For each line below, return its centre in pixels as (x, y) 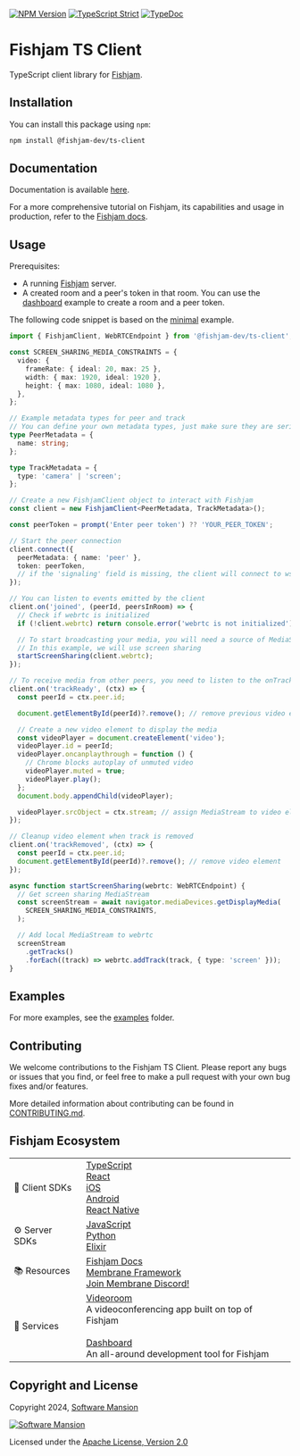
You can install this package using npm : (80, 124)
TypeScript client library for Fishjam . (76, 74)
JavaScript (108, 1224)
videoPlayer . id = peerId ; (66, 746)
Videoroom (109, 1298)
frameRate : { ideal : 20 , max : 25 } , (94, 369)
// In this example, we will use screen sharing (109, 648)
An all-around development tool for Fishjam (178, 1353)
